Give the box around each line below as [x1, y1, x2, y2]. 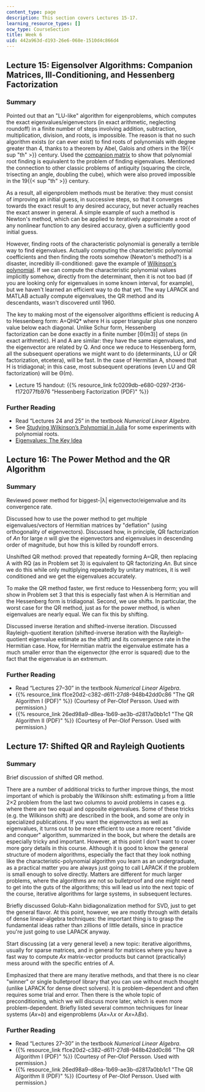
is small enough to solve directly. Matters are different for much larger [6, 870, 182, 878]
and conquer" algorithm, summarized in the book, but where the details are [6, 831, 196, 838]
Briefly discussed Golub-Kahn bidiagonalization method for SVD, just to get [6, 902, 196, 909]
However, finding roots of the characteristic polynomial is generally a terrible [6, 240, 199, 248]
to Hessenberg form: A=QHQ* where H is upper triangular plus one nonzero [6, 317, 198, 324]
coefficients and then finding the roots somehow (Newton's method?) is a [6, 253, 192, 260]
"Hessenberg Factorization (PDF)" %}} [51, 388, 149, 395]
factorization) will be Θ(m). [6, 369, 74, 376]
